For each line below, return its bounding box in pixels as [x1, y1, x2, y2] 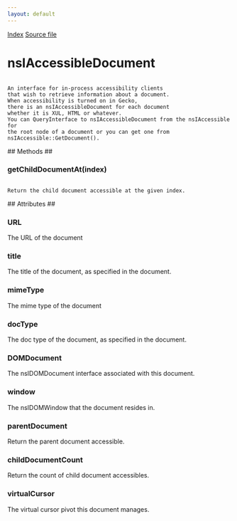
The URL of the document [7, 233, 83, 242]
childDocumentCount [7, 455, 83, 465]
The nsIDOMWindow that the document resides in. [7, 403, 155, 411]
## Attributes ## [7, 199, 55, 208]
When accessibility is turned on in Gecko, [7, 97, 138, 104]
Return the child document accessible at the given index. [7, 186, 186, 194]
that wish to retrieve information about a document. [7, 90, 170, 98]
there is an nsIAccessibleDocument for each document [7, 103, 170, 110]
